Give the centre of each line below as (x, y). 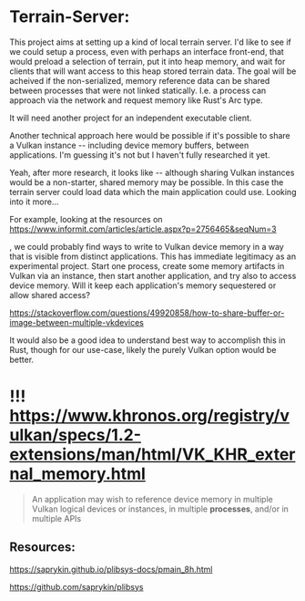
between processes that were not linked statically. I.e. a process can (138, 90)
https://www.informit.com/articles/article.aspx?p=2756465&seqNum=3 (143, 229)
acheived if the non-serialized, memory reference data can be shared (140, 80)
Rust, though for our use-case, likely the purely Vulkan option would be (143, 349)
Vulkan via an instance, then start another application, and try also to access (153, 275)
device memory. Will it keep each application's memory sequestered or (143, 285)
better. (22, 359)
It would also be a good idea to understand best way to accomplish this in (147, 340)
